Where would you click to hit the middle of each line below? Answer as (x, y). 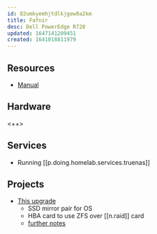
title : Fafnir (28, 20)
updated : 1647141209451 (42, 33)
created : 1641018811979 (42, 40)
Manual (28, 85)
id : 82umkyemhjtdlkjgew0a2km (50, 14)
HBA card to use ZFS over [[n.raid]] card (86, 216)
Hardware (29, 107)
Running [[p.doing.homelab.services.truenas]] (83, 162)
